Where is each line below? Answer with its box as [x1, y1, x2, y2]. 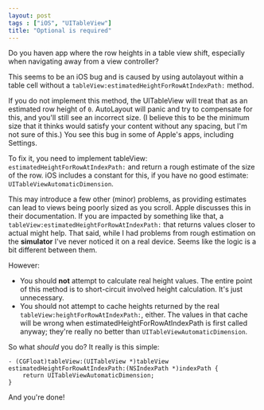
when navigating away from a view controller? [8, 57, 159, 66]
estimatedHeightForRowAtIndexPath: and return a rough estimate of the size [8, 162, 256, 172]
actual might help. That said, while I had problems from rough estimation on [8, 228, 256, 238]
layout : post [8, 11, 52, 20]
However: [8, 260, 40, 271]
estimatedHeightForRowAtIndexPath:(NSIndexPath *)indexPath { [8, 365, 219, 373]
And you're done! [8, 392, 65, 402]
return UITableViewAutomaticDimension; [22, 372, 155, 380]
